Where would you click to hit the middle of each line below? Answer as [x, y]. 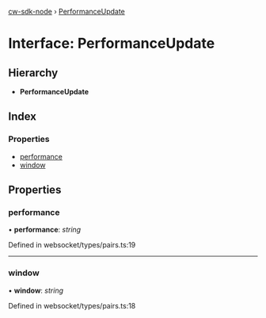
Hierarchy [33, 73]
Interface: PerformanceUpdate [112, 44]
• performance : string [45, 230]
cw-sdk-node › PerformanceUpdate [66, 11]
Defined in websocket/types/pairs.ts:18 [72, 305]
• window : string [36, 290]
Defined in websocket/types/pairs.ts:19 [72, 245]
